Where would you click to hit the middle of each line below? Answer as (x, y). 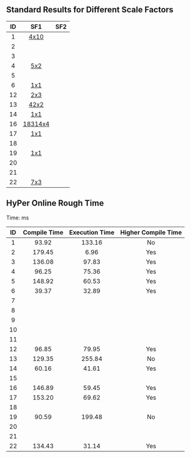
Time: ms (18, 218)
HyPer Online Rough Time (55, 203)
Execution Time (92, 232)
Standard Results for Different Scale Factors (90, 10)
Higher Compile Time (151, 232)
